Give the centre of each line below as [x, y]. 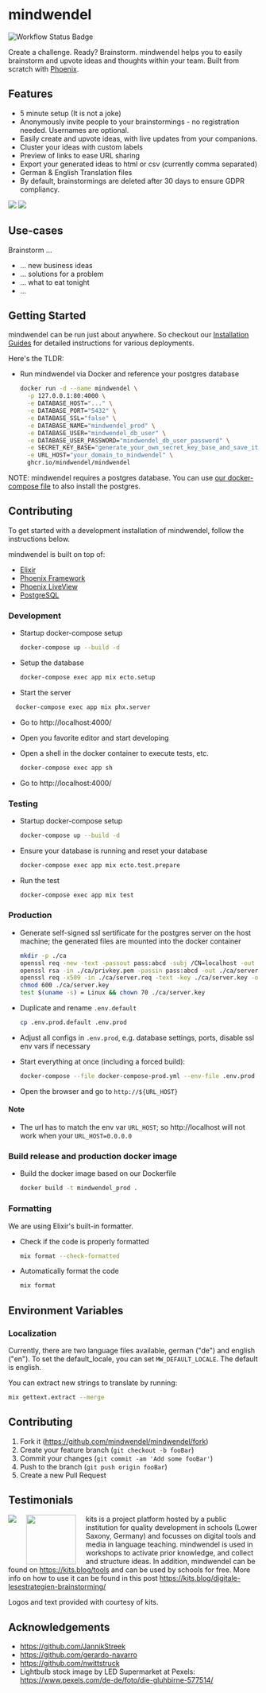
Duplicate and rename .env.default [78, 1008]
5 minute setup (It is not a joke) [70, 113]
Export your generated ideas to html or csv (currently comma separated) [139, 164]
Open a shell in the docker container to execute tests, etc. [114, 753]
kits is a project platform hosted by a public [156, 1519]
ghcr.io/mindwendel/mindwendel [79, 463]
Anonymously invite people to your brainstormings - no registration [129, 122]
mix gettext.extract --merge [56, 1397]
